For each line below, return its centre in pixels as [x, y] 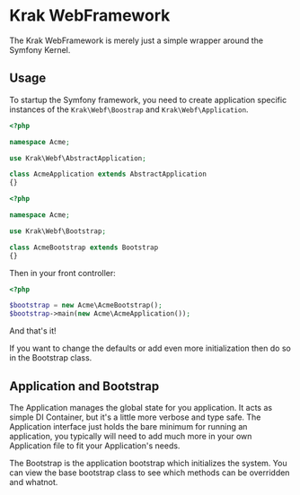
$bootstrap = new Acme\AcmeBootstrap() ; [86, 306]
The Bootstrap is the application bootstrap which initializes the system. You [148, 463]
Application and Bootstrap [84, 386]
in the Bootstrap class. [51, 358]
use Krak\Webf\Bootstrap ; [57, 231]
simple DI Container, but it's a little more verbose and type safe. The [135, 417]
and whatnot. [34, 482]
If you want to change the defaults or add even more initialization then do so [150, 348]
